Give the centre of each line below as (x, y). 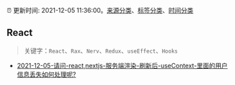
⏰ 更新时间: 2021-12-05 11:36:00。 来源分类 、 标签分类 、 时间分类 (100, 10)
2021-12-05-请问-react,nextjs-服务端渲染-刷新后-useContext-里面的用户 (122, 65)
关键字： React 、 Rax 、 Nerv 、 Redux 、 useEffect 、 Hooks (101, 51)
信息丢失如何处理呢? (46, 74)
